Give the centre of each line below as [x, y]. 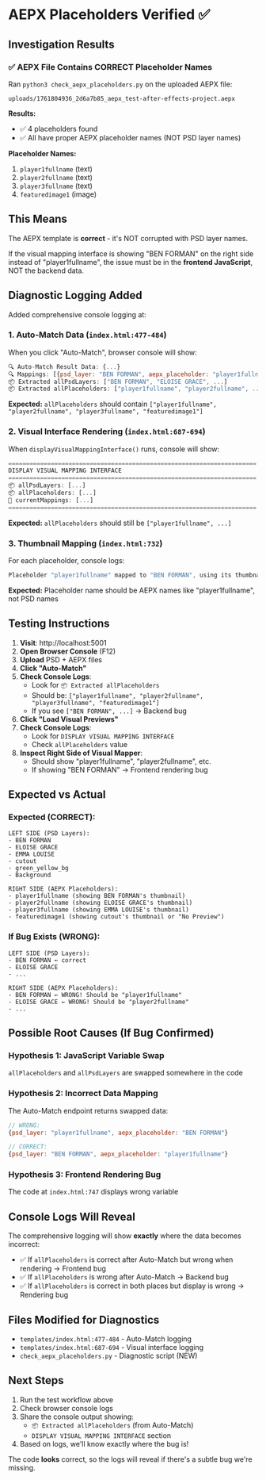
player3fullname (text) [56, 186]
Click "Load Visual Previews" [69, 719]
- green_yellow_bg [38, 868]
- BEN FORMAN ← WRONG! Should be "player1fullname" [95, 995]
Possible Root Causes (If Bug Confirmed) [111, 1033]
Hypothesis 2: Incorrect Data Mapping [83, 1094]
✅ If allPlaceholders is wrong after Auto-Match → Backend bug [124, 1277]
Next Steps [36, 1380]
